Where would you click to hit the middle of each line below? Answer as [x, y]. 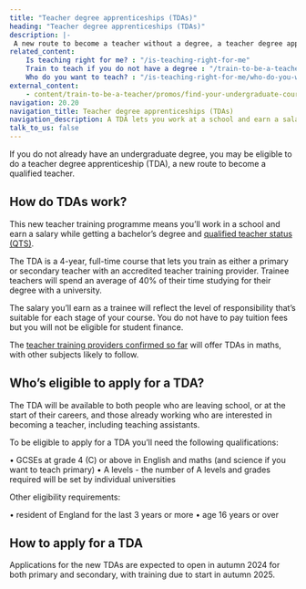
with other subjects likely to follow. [74, 354]
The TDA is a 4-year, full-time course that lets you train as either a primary [149, 261]
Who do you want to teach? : [81, 77]
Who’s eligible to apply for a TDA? [107, 383]
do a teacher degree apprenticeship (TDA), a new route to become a [138, 164]
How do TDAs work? [68, 202]
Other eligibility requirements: [65, 497]
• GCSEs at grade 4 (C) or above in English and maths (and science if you [148, 460]
